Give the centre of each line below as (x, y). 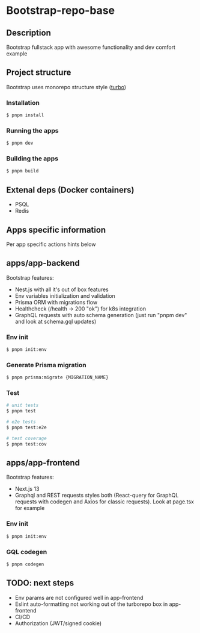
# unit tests (23, 405)
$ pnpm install (25, 115)
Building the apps (32, 159)
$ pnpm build (23, 171)
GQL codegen (27, 552)
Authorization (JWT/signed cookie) (58, 623)
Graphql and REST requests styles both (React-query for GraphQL (97, 496)
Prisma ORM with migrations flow (56, 302)
